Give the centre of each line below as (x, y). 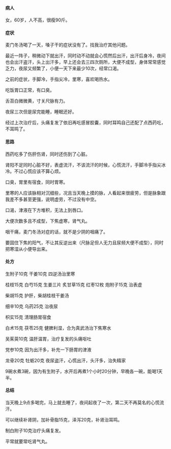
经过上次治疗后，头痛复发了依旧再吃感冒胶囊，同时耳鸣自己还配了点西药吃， (85, 123)
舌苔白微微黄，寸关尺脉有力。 (36, 101)
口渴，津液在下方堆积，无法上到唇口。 (45, 210)
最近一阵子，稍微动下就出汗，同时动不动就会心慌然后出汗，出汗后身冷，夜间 (85, 56)
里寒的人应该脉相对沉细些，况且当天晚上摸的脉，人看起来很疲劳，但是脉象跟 (85, 193)
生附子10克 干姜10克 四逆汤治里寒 (40, 274)
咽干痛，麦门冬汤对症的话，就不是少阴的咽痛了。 (56, 231)
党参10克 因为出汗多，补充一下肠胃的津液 (48, 350)
